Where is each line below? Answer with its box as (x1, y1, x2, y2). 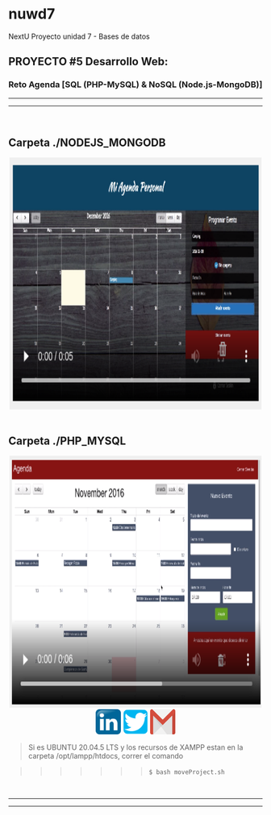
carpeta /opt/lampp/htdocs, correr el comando (27, 751, 184, 761)
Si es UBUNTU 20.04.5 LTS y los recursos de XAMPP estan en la (27, 742, 244, 752)
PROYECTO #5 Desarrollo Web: (8, 55, 169, 69)
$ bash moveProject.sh (148, 768, 225, 776)
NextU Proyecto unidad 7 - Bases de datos (8, 31, 151, 41)
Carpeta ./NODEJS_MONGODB (8, 136, 166, 150)
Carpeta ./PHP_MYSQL (8, 434, 127, 447)
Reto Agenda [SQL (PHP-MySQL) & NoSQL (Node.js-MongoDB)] (8, 79, 263, 90)
